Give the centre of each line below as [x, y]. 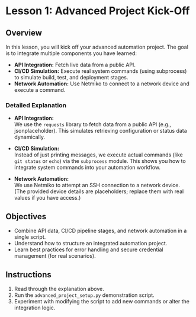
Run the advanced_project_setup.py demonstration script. [84, 295]
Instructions [28, 275]
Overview [24, 33]
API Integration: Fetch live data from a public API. [75, 65]
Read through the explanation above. [59, 289]
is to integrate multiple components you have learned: [71, 53]
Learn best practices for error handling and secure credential [89, 249]
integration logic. [35, 308]
